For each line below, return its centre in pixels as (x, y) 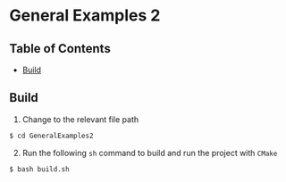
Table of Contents (60, 49)
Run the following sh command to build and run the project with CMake (150, 153)
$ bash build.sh (39, 169)
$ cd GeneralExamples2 (51, 136)
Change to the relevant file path (80, 119)
